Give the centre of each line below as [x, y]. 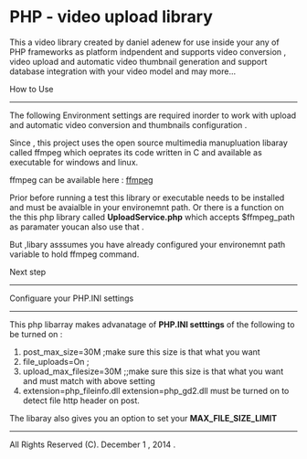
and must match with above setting [89, 380]
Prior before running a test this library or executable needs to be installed [147, 197]
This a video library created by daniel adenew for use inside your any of [145, 42]
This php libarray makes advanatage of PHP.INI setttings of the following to [152, 324]
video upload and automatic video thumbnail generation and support [138, 61]
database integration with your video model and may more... [123, 71]
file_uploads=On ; [56, 361]
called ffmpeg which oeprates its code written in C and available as [136, 152]
